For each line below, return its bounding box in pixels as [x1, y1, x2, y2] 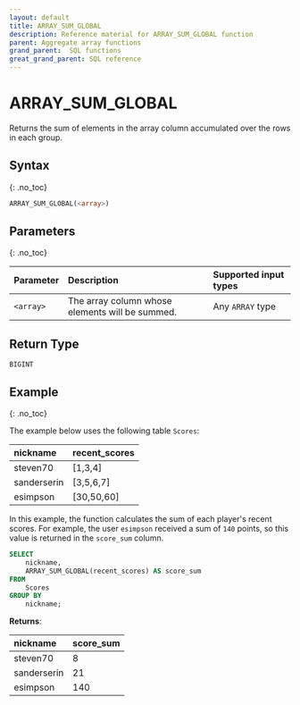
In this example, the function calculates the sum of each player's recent [9, 514, 272, 525]
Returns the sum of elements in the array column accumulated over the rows [9, 122, 291, 133]
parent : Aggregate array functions [9, 38, 142, 47]
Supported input [212, 269, 285, 281]
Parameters [9, 224, 76, 239]
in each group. [9, 131, 62, 143]
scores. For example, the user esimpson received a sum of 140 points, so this [9, 524, 289, 534]
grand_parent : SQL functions [9, 46, 122, 55]
